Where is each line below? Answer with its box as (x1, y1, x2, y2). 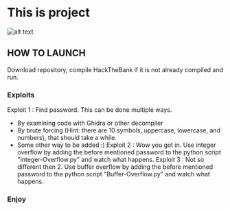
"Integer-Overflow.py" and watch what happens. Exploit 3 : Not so (16, 156, 205, 164)
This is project (7, 5, 91, 21)
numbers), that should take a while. (16, 134, 117, 142)
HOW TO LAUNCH (7, 47, 86, 59)
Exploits (7, 90, 35, 100)
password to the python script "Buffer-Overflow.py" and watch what (16, 170, 211, 178)
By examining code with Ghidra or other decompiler (16, 119, 163, 128)
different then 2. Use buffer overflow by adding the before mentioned (16, 163, 214, 171)
